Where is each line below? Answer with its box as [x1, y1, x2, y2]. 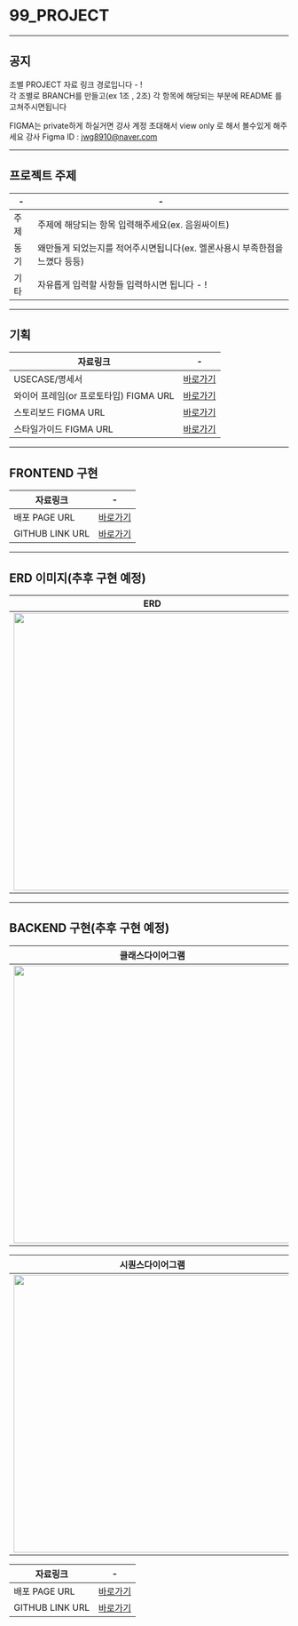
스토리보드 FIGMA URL [13, 406, 106, 418]
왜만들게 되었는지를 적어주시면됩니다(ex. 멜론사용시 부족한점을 [36, 242, 284, 254]
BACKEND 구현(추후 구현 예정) [9, 921, 170, 936]
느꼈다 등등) [36, 255, 85, 267]
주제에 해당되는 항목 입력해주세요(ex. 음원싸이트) [36, 219, 231, 231]
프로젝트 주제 [9, 168, 77, 183]
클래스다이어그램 [119, 949, 185, 961]
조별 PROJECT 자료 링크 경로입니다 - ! [9, 79, 144, 90]
